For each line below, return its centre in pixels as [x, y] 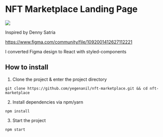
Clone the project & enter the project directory [59, 79]
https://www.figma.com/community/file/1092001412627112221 [69, 42]
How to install [27, 68]
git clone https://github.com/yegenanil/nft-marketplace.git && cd [77, 88]
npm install [17, 111]
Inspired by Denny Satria [30, 32]
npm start [15, 130]
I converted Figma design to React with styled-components [66, 51]
